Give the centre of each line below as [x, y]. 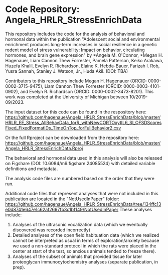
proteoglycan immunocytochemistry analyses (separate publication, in [85, 261]
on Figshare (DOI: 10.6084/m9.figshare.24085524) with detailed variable [80, 163]
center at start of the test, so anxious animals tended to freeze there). [84, 251]
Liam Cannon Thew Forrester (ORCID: [83, 86]
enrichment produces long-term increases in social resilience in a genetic [81, 44]
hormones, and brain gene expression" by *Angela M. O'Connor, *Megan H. [84, 55]
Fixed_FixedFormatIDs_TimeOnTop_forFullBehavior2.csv [63, 128]
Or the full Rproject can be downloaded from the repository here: [72, 137]
